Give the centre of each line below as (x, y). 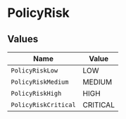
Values (23, 39)
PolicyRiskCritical (43, 105)
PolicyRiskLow (34, 71)
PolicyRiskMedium (40, 82)
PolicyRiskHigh (36, 93)
